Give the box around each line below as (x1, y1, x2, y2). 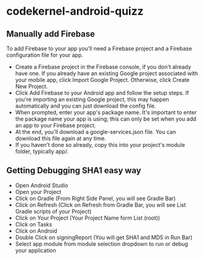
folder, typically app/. (15, 148, 69, 155)
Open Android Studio (15, 182, 68, 189)
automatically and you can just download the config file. (15, 102, 156, 110)
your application (15, 247, 56, 254)
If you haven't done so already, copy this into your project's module (15, 141, 185, 148)
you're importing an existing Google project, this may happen (15, 96, 169, 103)
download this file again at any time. (15, 135, 106, 142)
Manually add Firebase (6, 29, 95, 39)
